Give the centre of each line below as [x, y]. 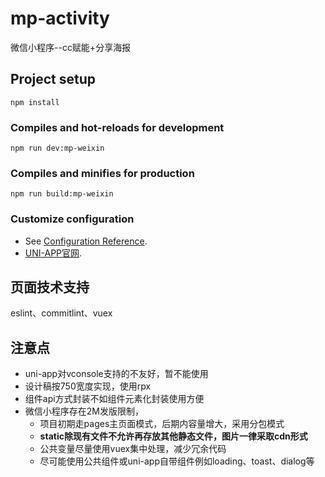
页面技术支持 [50, 287]
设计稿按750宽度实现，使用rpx [88, 386]
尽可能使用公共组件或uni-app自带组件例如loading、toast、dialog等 [177, 461]
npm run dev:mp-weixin [57, 148]
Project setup [53, 79]
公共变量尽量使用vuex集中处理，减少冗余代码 [133, 449]
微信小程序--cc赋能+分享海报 [71, 47]
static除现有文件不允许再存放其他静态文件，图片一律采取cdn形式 [173, 436]
